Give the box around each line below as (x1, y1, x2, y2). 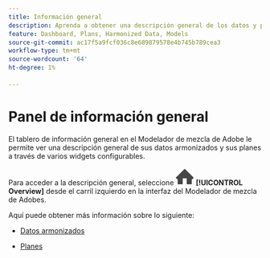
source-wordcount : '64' (8, 55, 88, 63)
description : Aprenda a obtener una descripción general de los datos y (8, 21, 257, 30)
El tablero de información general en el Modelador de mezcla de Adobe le (8, 134, 252, 143)
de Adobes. (8, 195, 47, 204)
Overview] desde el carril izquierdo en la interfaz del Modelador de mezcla (8, 186, 257, 196)
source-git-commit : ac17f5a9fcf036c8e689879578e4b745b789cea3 (8, 38, 221, 46)
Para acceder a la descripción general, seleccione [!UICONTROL (8, 177, 243, 187)
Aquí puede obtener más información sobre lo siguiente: (8, 210, 194, 220)
